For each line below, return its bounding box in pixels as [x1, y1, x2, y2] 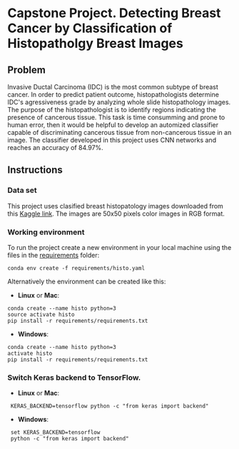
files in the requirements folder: [7, 251, 100, 259]
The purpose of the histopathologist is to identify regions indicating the [7, 106, 216, 113]
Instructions [7, 164, 63, 176]
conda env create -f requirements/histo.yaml [7, 264, 145, 272]
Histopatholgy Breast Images [7, 36, 183, 51]
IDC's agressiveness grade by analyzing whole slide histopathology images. [7, 98, 231, 106]
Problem [7, 64, 46, 76]
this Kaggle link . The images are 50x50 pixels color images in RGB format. [7, 209, 225, 218]
